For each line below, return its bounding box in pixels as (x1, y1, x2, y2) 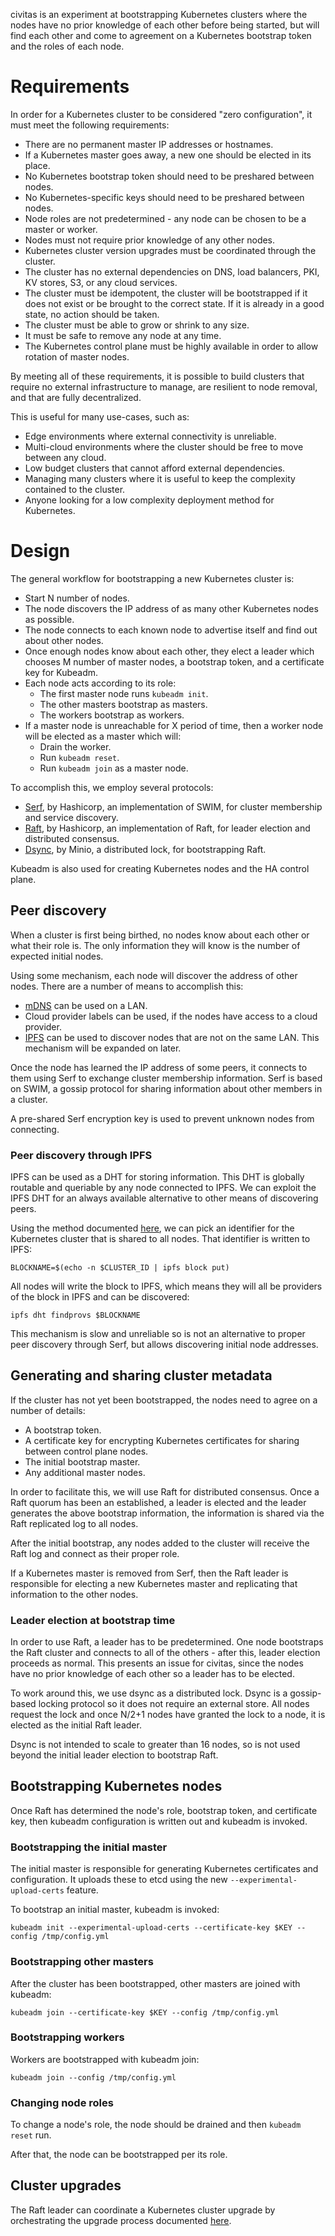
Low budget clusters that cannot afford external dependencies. (24, 462, 286, 474)
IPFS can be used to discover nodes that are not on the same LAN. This (24, 1031, 320, 1043)
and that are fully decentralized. (10, 391, 142, 403)
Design (10, 540, 71, 563)
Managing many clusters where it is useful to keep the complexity (24, 472, 296, 484)
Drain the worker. (39, 740, 112, 753)
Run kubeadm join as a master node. (39, 762, 189, 774)
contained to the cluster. (24, 483, 126, 495)
